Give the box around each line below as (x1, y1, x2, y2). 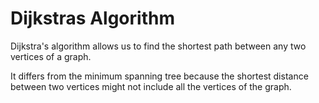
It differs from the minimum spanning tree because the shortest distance (10, 70, 309, 82)
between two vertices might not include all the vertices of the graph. (10, 80, 292, 92)
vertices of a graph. (10, 50, 92, 62)
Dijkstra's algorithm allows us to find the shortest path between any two (10, 40, 307, 52)
